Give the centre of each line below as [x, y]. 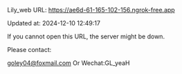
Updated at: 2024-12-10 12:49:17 [54, 23]
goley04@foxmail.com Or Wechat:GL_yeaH [69, 63]
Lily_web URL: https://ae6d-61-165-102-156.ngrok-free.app [91, 10]
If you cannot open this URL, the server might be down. [86, 36]
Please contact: [29, 50]
